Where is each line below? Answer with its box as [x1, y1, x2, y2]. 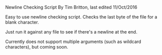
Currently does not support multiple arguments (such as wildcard [5, 38, 142, 44]
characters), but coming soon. [5, 44, 68, 49]
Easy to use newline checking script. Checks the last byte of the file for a [5, 14, 157, 19]
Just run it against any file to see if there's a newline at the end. [5, 29, 138, 34]
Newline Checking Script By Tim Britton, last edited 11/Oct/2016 [5, 4, 138, 10]
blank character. [5, 19, 39, 25]
